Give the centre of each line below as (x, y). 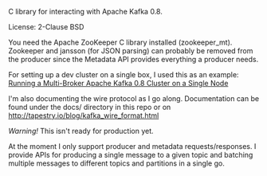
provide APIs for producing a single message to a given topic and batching (131, 155)
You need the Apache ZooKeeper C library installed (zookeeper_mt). (120, 42)
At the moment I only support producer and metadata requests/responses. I (132, 146)
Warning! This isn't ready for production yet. (81, 131)
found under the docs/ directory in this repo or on (90, 107)
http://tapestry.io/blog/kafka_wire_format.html (84, 115)
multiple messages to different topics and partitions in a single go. (116, 163)
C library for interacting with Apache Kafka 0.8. (86, 12)
